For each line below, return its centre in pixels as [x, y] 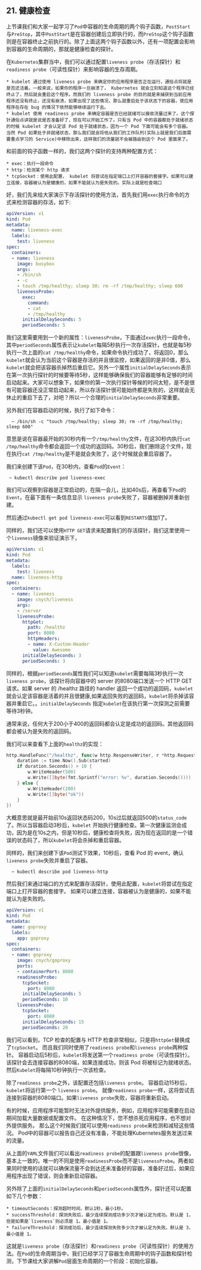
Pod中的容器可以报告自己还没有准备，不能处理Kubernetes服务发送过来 [105, 1133]
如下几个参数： [25, 1196]
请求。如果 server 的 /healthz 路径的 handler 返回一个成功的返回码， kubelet [100, 688]
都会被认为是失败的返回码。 [40, 731]
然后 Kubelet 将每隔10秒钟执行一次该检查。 [58, 1070]
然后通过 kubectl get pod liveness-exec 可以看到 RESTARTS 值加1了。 [88, 518]
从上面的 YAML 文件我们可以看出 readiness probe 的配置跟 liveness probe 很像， [100, 1153]
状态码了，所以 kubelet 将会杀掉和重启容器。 [71, 840]
